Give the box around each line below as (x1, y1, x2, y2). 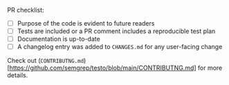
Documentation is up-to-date (17, 35, 100, 44)
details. (7, 71, 28, 79)
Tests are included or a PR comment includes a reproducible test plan (17, 27, 216, 35)
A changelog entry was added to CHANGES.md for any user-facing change (17, 43, 223, 51)
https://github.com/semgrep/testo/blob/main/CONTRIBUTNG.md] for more (9, 64, 223, 72)
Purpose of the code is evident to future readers (17, 19, 155, 27)
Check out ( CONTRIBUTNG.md (7, 57, 84, 65)
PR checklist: (7, 6, 44, 14)
